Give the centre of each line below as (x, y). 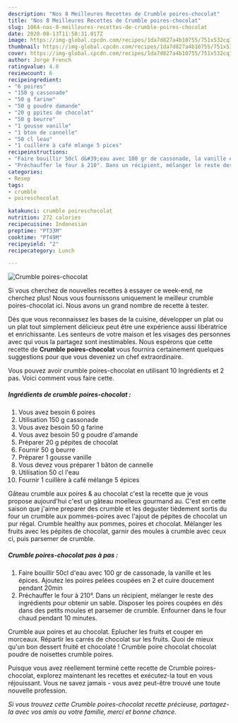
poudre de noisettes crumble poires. (61, 654)
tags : (16, 185)
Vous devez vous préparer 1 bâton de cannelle (86, 465)
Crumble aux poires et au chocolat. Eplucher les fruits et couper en (106, 632)
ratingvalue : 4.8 (34, 67)
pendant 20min (40, 588)
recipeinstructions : (38, 152)
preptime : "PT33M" (35, 231)
